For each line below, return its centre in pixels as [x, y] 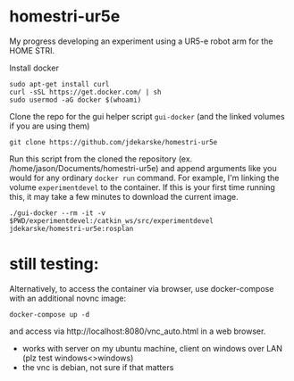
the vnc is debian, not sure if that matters [98, 367]
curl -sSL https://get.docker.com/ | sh [86, 92]
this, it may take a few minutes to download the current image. [124, 196]
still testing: [54, 264]
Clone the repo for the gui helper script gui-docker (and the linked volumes [147, 116]
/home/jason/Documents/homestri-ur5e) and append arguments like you [143, 168]
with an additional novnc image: [68, 298]
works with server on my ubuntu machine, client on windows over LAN [152, 348]
